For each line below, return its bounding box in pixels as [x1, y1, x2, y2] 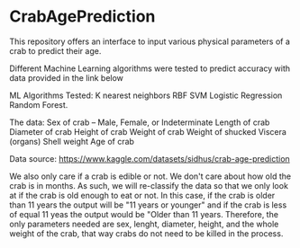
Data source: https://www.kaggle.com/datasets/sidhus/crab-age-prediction [9, 153, 290, 164]
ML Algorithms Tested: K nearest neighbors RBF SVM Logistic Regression [9, 90, 283, 101]
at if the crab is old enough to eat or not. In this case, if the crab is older [9, 190, 276, 200]
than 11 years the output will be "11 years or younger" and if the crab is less [9, 199, 287, 210]
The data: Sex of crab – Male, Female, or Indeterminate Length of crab [9, 117, 270, 128]
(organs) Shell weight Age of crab [9, 136, 135, 146]
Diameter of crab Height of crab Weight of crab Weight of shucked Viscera [9, 126, 286, 137]
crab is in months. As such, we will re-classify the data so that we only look [9, 180, 288, 190]
